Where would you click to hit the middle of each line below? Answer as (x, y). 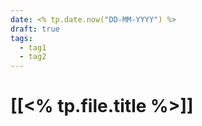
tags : (21, 38)
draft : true (35, 29)
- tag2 (33, 57)
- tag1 (33, 47)
